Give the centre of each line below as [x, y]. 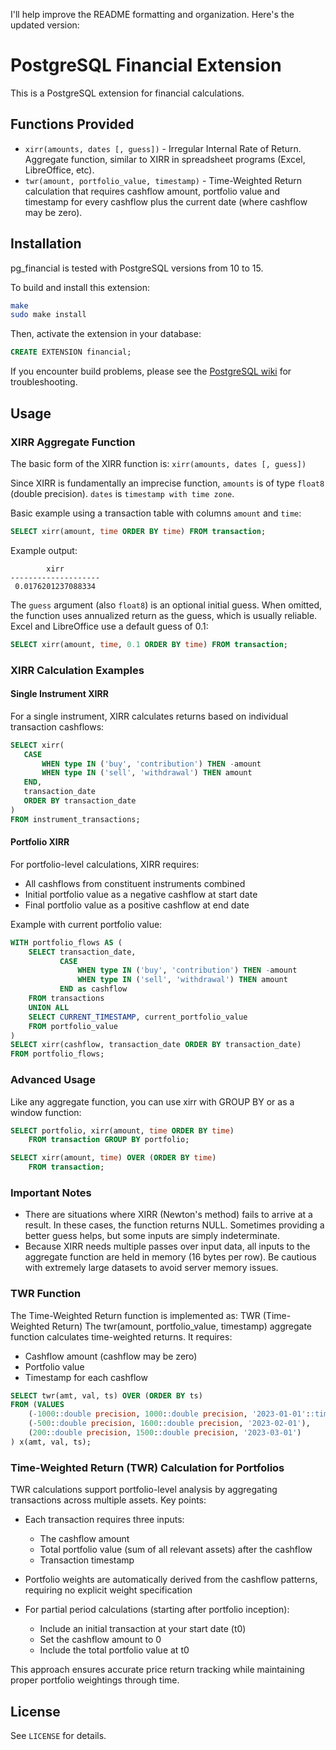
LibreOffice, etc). [59, 170]
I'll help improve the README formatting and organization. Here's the [152, 14]
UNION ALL [49, 1007]
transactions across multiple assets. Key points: [108, 1500]
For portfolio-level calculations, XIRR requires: [105, 864]
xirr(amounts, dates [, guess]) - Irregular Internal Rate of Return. [163, 148]
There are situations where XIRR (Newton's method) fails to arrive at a [168, 1215]
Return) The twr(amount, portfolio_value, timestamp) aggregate [181, 1326]
